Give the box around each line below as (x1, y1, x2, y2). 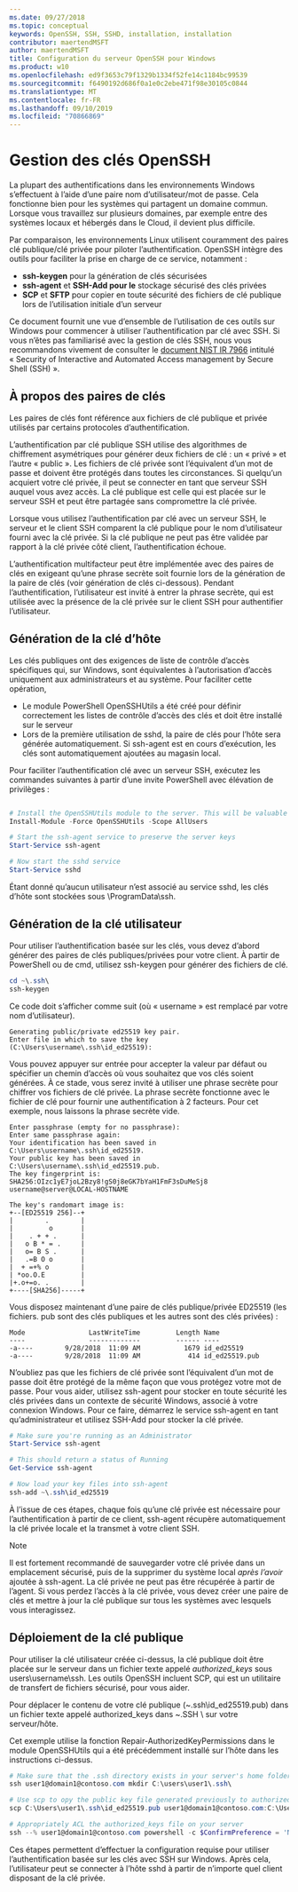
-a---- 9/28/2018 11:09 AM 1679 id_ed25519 (9, 1343, 244, 1352)
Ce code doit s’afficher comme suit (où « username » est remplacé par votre (9, 1001, 288, 1011)
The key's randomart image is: (9, 1200, 125, 1209)
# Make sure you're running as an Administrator (9, 1431, 192, 1440)
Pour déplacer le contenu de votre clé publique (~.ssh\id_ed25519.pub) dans (9, 1699, 289, 1710)
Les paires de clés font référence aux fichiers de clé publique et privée (9, 412, 268, 423)
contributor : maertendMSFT (9, 37, 109, 47)
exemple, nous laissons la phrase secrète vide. (9, 1105, 180, 1116)
